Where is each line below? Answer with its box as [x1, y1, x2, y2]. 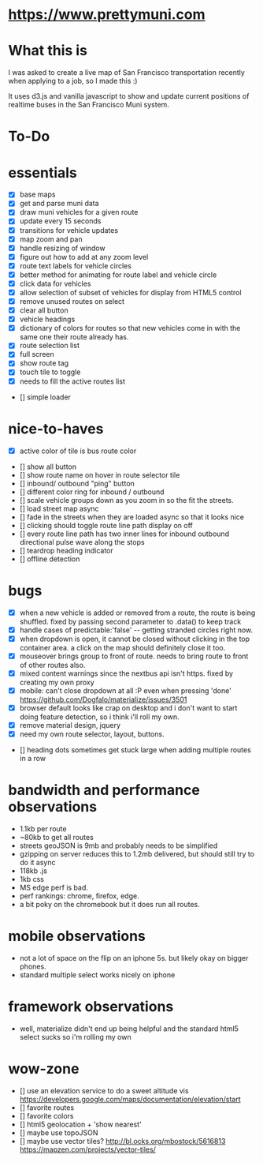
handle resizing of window [19, 243, 106, 253]
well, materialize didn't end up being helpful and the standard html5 [19, 1024, 239, 1033]
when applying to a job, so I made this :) [8, 77, 138, 86]
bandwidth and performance [8, 782, 201, 799]
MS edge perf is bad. [19, 883, 89, 892]
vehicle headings [19, 314, 76, 324]
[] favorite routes [19, 1103, 75, 1112]
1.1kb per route [19, 824, 67, 834]
